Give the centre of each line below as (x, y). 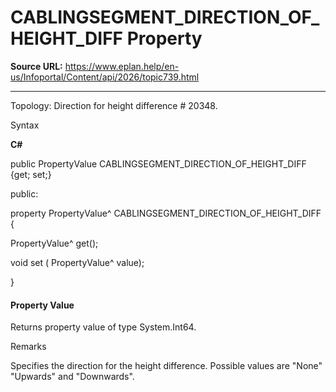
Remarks (28, 347)
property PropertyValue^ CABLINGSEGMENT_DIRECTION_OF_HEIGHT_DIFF (166, 213)
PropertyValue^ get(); (54, 243)
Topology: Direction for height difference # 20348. (114, 105)
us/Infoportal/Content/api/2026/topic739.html (105, 77)
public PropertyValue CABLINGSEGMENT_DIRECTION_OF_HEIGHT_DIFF (158, 163)
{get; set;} (31, 174)
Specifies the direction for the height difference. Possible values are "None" (166, 366)
